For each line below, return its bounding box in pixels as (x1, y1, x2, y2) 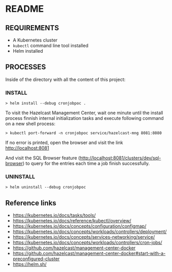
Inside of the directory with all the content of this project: (5, 76, 126, 82)
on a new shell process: (5, 121, 55, 127)
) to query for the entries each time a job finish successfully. (23, 160, 150, 166)
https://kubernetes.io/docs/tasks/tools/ (12, 212, 96, 218)
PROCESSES (5, 62, 46, 72)
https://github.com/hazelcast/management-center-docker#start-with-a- (12, 250, 166, 257)
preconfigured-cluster (12, 256, 60, 262)
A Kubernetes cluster (12, 37, 58, 43)
